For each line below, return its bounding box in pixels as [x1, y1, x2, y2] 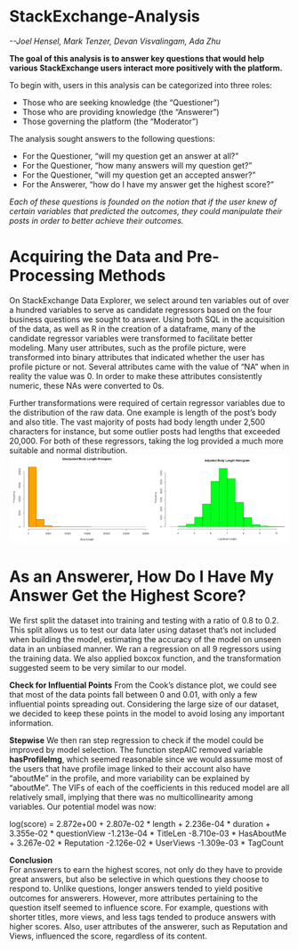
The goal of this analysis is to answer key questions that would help [9, 53, 265, 63]
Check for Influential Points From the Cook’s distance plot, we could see [9, 680, 278, 690]
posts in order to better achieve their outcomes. [9, 215, 184, 226]
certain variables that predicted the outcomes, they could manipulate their [9, 205, 283, 216]
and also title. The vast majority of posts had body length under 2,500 [9, 417, 265, 427]
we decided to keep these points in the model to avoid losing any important [9, 707, 285, 719]
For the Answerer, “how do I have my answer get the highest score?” [21, 178, 274, 189]
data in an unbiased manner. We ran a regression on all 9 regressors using [9, 643, 282, 654]
